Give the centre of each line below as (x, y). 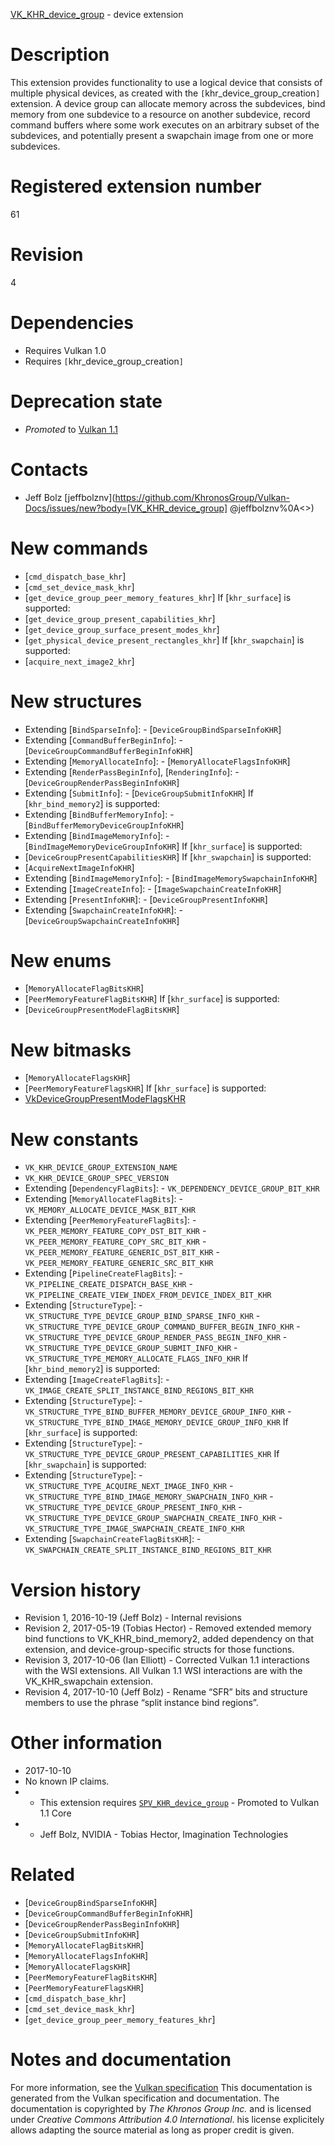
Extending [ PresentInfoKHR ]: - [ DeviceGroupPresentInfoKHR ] (146, 899)
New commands (79, 548)
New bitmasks (71, 1050)
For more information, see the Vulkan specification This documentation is (161, 2088)
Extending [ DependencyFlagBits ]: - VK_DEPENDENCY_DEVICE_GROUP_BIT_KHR (172, 1188)
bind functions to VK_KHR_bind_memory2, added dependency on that (169, 1639)
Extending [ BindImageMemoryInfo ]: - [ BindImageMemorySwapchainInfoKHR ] (171, 878)
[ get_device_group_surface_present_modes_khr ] (122, 629)
